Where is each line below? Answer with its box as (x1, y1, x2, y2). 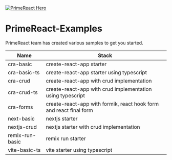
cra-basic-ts (8, 69, 40, 76)
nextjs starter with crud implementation (46, 123, 140, 130)
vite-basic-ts (8, 146, 41, 153)
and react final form (46, 107, 93, 114)
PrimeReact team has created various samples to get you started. (5, 39, 143, 46)
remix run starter (46, 135, 86, 142)
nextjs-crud (8, 123, 37, 130)
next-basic (8, 115, 35, 122)
